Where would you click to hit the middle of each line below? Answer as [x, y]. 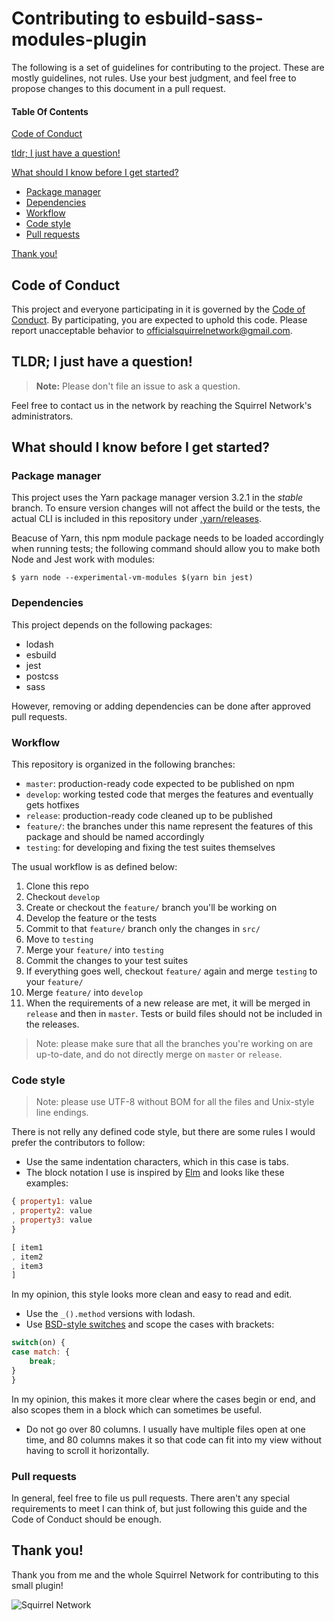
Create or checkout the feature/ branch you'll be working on [151, 908]
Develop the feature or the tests [91, 918]
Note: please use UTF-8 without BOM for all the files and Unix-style [175, 1102]
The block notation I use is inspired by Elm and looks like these [155, 1173]
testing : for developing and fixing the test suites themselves [150, 848]
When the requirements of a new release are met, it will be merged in [168, 1003]
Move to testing [59, 939]
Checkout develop [63, 897]
